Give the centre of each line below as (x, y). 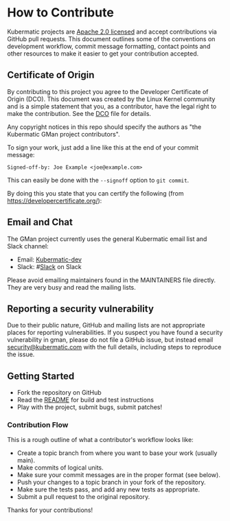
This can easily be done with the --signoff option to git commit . (98, 180)
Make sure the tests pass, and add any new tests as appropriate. (108, 489)
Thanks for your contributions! (50, 510)
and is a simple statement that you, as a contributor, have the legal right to (112, 106)
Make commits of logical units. (60, 467)
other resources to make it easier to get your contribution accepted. (103, 54)
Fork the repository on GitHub (59, 393)
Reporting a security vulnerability (81, 309)
